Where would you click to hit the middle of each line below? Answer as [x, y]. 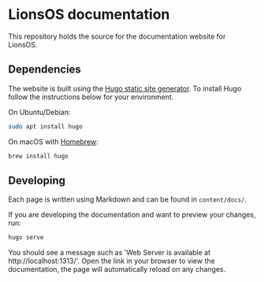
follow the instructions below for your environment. [91, 97]
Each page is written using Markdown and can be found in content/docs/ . [128, 199]
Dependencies [45, 70]
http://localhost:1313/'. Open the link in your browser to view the [112, 261]
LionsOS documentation [89, 15]
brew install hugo [38, 156]
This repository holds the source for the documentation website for [117, 36]
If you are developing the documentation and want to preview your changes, [132, 215]
